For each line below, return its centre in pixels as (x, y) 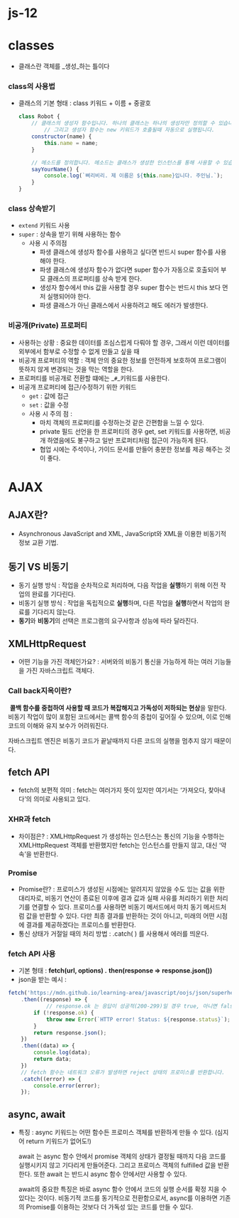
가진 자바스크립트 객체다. (60, 671)
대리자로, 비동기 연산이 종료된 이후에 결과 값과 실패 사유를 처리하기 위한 (117, 898)
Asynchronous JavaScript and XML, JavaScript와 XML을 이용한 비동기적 (122, 533)
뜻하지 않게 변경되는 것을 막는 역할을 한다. (76, 369)
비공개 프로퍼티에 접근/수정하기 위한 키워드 (77, 387)
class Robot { (39, 117)
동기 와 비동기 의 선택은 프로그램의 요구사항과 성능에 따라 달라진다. (108, 621)
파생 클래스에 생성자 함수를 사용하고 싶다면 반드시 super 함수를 (126, 252)
